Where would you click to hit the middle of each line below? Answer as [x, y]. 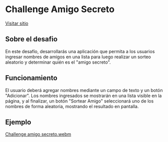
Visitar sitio [17, 23]
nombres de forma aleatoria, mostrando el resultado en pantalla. [72, 106]
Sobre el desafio [32, 39]
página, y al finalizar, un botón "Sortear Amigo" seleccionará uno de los [79, 101]
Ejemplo [18, 122]
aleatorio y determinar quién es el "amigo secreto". [58, 62]
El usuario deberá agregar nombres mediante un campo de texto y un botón [84, 90]
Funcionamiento [31, 78]
